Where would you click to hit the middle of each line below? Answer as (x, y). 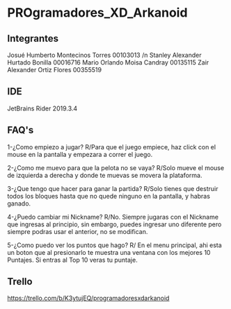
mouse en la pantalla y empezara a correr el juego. (80, 154)
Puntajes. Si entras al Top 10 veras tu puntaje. (72, 260)
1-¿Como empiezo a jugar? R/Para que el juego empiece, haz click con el (112, 147)
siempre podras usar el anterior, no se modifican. (78, 231)
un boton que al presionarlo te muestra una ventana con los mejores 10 (109, 252)
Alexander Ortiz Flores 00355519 (55, 70)
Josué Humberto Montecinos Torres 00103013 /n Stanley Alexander (104, 55)
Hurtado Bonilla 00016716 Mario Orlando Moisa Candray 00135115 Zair (108, 62)
